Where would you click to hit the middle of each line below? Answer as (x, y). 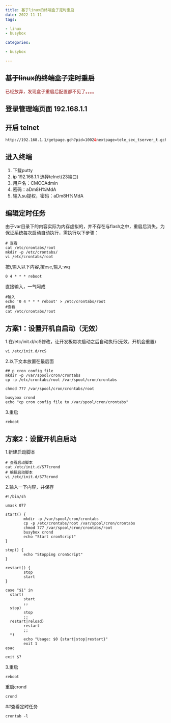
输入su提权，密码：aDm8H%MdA (48, 196)
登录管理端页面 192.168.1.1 (46, 109)
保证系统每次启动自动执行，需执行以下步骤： (52, 233)
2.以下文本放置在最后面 (30, 361)
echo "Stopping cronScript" (53, 555)
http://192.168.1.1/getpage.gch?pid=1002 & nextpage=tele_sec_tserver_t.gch (86, 140)
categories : (18, 43)
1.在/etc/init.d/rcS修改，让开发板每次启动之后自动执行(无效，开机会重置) (81, 342)
